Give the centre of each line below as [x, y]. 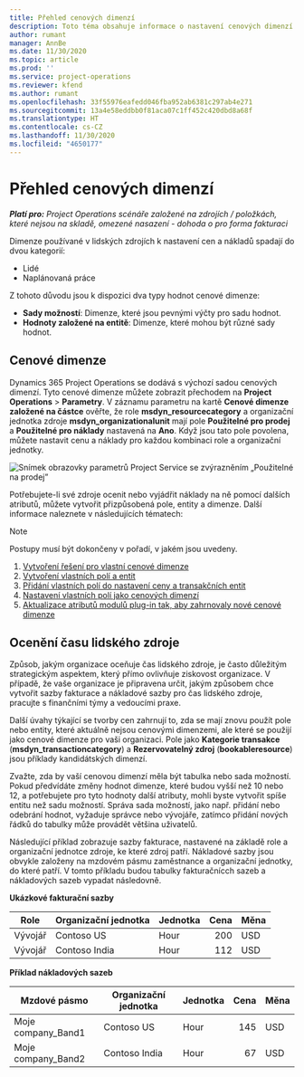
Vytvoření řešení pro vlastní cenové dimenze [105, 566]
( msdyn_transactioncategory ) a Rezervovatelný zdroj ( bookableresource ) [151, 749]
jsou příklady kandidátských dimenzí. [78, 759]
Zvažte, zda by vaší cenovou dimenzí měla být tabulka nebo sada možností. [150, 777]
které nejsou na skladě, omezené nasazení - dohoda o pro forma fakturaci [148, 224]
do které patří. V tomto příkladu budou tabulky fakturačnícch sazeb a [138, 871]
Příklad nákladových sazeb [61, 973]
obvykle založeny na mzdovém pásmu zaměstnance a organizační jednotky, [151, 862]
